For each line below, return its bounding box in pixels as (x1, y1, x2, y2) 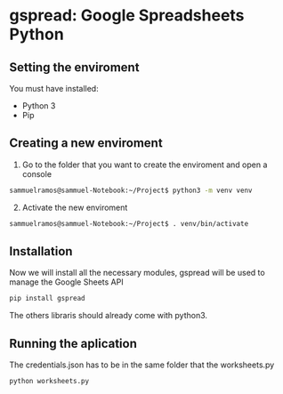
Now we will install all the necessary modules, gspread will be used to (9, 268, 265, 278)
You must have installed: (9, 84, 100, 93)
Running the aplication (9, 335, 138, 351)
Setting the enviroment (9, 60, 140, 75)
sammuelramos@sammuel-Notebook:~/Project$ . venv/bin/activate (9, 219, 249, 228)
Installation (9, 244, 73, 259)
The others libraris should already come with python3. (9, 310, 207, 321)
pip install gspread (9, 294, 86, 303)
